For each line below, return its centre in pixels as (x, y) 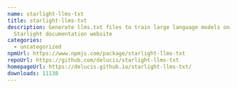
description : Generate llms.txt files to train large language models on (119, 27)
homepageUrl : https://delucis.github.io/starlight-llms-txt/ (100, 67)
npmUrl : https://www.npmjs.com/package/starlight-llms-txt (97, 54)
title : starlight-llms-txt (47, 21)
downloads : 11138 (33, 73)
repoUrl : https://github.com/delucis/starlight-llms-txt (93, 60)
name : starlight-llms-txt (45, 14)
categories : (25, 40)
